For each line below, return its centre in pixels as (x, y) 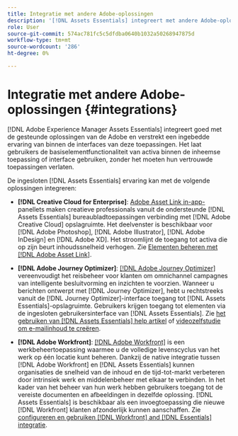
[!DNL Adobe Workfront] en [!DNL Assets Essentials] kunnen (106, 365)
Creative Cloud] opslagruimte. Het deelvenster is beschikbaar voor (115, 224)
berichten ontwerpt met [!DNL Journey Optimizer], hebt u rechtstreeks (120, 290)
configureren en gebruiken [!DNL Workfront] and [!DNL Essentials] (115, 417)
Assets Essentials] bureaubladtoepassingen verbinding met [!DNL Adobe (124, 217)
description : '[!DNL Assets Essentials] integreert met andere (103, 21)
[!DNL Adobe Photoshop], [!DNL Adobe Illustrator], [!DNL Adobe (111, 231)
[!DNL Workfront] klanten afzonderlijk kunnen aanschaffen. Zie (109, 409)
